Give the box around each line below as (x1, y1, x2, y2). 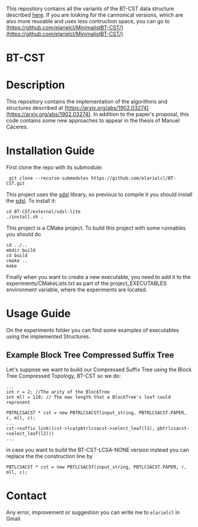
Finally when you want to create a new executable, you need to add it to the (6, 274, 191, 281)
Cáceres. (6, 123, 28, 130)
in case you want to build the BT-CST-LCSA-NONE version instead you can (6, 446, 190, 453)
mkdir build (6, 247, 36, 253)
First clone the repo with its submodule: (6, 164, 103, 171)
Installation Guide (6, 144, 95, 158)
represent (6, 399, 31, 405)
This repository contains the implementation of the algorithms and (6, 98, 168, 105)
